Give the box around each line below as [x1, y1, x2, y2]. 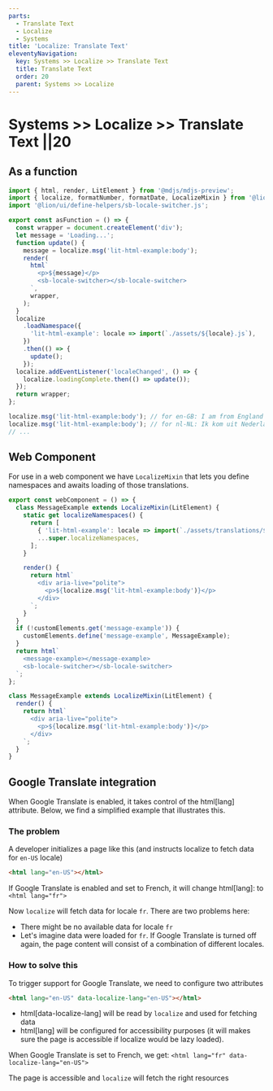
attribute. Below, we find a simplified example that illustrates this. [8, 805, 226, 815]
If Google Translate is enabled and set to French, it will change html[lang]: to [8, 883, 264, 893]
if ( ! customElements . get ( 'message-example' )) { [15, 624, 180, 633]
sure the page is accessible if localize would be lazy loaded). [19, 1035, 224, 1045]
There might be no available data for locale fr [19, 922, 173, 932]
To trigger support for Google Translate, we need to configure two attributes [8, 978, 264, 988]
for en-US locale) [8, 852, 63, 863]
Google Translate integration [8, 775, 157, 789]
